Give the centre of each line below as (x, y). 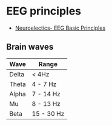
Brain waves (30, 47)
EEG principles (44, 11)
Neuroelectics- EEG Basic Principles (60, 28)
